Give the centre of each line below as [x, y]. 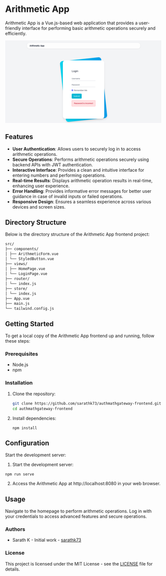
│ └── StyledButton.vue [30, 259]
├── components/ [22, 249]
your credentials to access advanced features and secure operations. [76, 516]
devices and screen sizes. [39, 207]
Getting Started [29, 324]
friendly [13, 28]
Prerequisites [22, 354]
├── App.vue [17, 299]
